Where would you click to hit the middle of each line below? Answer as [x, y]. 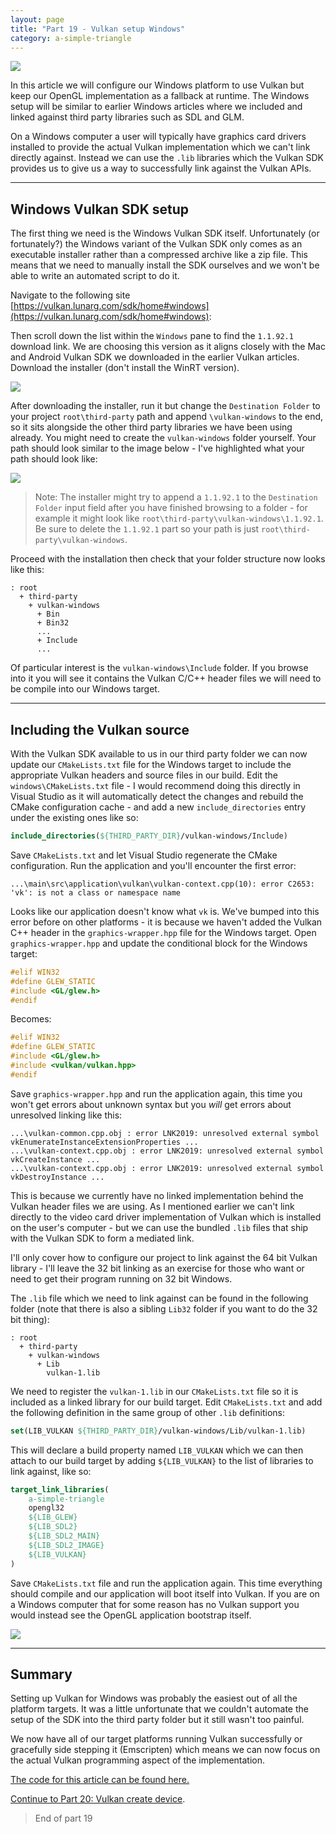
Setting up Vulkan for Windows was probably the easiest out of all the [154, 1698]
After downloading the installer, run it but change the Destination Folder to [165, 406]
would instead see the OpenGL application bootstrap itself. [131, 1615]
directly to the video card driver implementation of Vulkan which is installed [166, 1217]
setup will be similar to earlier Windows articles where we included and [156, 107]
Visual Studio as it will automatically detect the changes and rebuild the [157, 796]
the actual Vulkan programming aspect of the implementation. [138, 1760]
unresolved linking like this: [66, 1115]
